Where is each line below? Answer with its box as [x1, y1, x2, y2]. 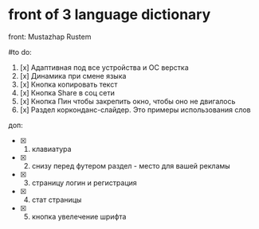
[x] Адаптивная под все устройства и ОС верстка [19, 62, 189, 72]
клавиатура [31, 144, 72, 153]
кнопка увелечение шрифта [31, 212, 127, 221]
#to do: [8, 47, 32, 56]
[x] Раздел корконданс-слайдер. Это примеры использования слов [19, 105, 251, 114]
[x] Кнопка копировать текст [19, 80, 118, 89]
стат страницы [31, 195, 82, 204]
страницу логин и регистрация [31, 177, 137, 188]
